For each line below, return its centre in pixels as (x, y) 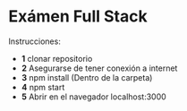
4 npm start (43, 87)
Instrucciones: (35, 41)
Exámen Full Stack (78, 17)
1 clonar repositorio (57, 58)
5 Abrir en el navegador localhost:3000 (93, 97)
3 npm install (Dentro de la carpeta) (87, 77)
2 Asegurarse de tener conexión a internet (99, 68)
